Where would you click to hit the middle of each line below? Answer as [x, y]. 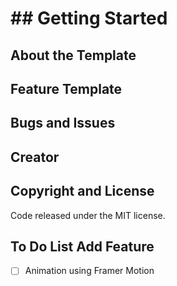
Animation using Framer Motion [89, 271]
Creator [35, 157]
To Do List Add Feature [82, 246]
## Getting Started [89, 18]
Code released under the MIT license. [88, 215]
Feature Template [66, 88]
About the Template [73, 55]
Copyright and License [82, 191]
